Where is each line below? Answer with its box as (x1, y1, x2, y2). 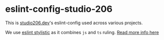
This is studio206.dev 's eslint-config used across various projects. (5, 20, 143, 26)
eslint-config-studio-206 (5, 3, 113, 15)
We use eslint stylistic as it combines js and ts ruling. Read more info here (5, 29, 159, 35)
